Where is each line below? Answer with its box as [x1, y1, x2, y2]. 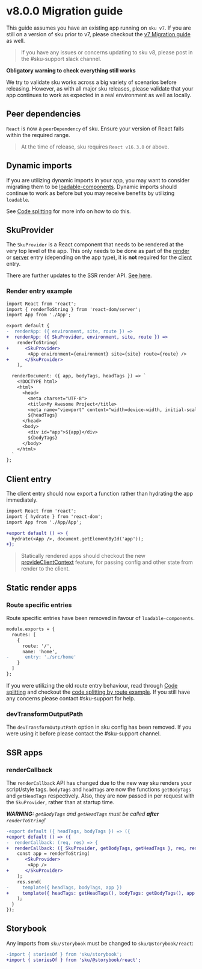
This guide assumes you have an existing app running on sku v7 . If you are [6, 24, 191, 31]
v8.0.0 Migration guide [6, 4, 123, 18]
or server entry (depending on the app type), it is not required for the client [6, 254, 192, 261]
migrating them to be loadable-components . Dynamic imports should [6, 183, 177, 190]
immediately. [6, 496, 38, 504]
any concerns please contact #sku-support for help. [6, 694, 136, 702]
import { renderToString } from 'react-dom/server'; [6, 306, 141, 312]
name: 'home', [22, 648, 58, 654]
